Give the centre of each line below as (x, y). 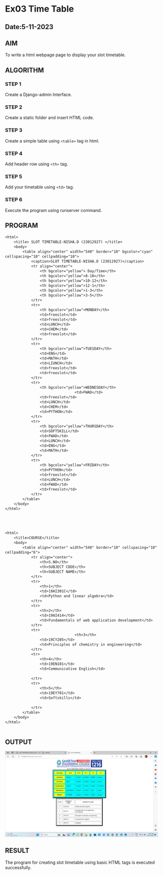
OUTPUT (19, 742)
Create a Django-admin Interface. (39, 95)
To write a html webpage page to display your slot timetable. (65, 55)
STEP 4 (14, 153)
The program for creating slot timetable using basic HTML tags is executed (80, 862)
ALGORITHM (24, 70)
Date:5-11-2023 (29, 27)
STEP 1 (13, 84)
